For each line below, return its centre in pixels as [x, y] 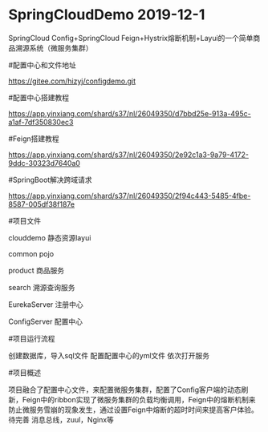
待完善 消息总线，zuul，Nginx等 [61, 419]
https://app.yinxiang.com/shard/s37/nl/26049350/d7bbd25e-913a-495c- [130, 113]
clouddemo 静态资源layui [50, 237]
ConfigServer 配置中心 [45, 321]
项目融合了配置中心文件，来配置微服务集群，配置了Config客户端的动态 [125, 390]
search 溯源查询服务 [42, 287]
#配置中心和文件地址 [42, 65]
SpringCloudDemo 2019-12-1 [107, 15]
